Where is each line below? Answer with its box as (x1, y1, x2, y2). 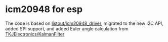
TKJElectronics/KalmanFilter (5, 31, 65, 37)
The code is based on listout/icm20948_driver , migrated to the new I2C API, (5, 20, 163, 26)
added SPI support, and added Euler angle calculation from (5, 25, 129, 31)
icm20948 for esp (5, 4, 82, 15)
